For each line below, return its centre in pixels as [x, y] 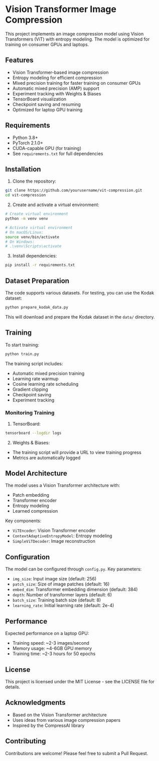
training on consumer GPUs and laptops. [47, 44]
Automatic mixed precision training [48, 373]
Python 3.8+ [25, 137]
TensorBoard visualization [39, 99]
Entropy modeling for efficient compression [57, 78]
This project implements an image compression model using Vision [74, 34]
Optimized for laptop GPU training [47, 109]
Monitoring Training [30, 413]
